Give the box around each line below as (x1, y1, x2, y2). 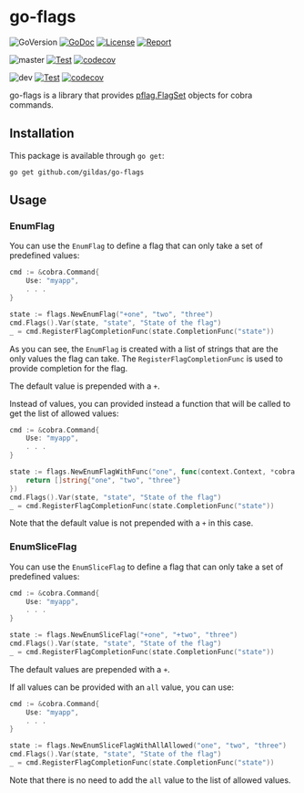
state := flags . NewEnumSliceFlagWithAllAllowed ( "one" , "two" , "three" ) (9, 741, 287, 750)
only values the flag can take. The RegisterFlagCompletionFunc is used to (9, 353, 284, 364)
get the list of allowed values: (9, 408, 120, 419)
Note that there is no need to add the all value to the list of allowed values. (9, 774, 291, 786)
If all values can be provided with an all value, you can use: (9, 682, 235, 693)
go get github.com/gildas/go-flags (9, 167, 145, 177)
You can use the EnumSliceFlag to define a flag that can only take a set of (9, 561, 284, 572)
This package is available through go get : (9, 150, 165, 161)
